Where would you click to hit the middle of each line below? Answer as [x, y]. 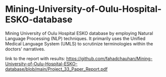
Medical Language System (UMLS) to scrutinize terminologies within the [79, 43]
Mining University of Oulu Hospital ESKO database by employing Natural [79, 33]
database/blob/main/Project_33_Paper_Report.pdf [56, 69]
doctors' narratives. [25, 49]
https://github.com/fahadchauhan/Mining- [109, 58]
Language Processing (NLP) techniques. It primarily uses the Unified [75, 38]
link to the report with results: [35, 58]
